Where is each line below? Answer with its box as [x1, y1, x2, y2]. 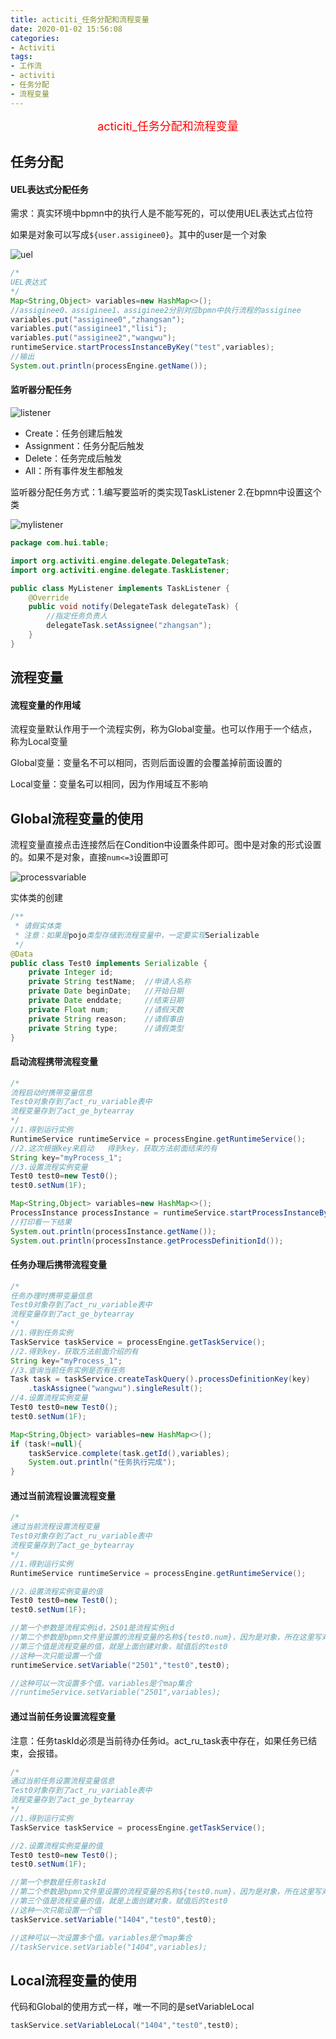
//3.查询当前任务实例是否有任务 [10, 1365, 126, 1375]
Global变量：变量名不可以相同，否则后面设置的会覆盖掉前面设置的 [10, 757, 283, 769]
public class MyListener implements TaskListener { [10, 583, 230, 593]
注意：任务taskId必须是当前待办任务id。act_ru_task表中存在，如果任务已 [10, 1734, 309, 1746]
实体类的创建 [10, 892, 63, 904]
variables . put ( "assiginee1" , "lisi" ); [10, 324, 168, 334]
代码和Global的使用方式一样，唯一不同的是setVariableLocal [10, 2001, 255, 2013]
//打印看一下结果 [10, 1217, 72, 1227]
